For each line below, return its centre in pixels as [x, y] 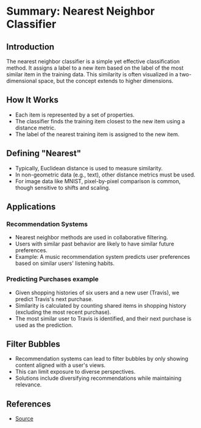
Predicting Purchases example [52, 279]
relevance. [28, 385]
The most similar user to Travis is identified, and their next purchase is [103, 318]
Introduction [30, 47]
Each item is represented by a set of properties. [75, 115]
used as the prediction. [44, 325]
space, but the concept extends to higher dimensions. [106, 81]
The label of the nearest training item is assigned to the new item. [97, 134]
